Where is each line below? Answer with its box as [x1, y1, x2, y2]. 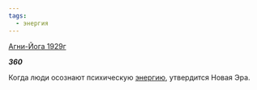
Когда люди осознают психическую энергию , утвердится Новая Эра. [8, 72, 251, 82]
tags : [8, 11, 27, 20]
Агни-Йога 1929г [8, 41, 66, 51]
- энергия [15, 19, 49, 27]
